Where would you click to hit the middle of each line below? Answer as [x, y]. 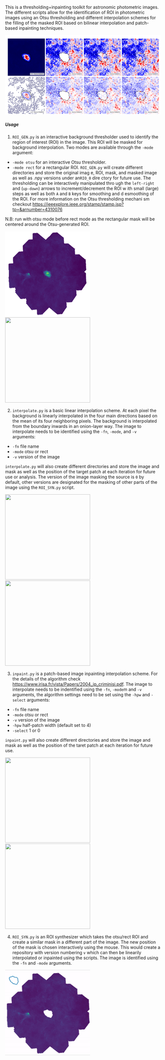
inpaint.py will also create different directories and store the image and [78, 740]
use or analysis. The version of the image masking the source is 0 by [75, 477]
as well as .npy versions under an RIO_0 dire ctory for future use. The [82, 178]
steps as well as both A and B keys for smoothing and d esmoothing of [83, 193]
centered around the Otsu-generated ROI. [47, 224]
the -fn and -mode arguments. [42, 963]
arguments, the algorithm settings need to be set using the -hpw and [81, 694]
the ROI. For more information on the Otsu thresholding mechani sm [81, 199]
